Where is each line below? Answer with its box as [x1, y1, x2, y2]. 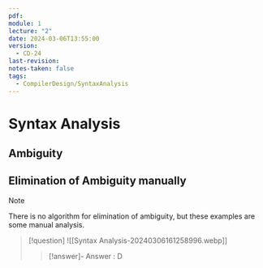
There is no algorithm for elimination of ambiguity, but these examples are [8, 211, 256, 221]
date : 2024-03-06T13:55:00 [8, 34, 100, 43]
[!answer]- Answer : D [48, 251, 123, 261]
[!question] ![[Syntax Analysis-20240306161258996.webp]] [28, 236, 228, 245]
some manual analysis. [8, 219, 85, 229]
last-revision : [8, 57, 60, 66]
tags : [8, 72, 27, 80]
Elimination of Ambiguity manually [8, 174, 187, 188]
